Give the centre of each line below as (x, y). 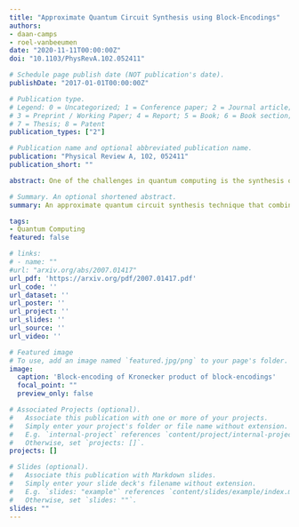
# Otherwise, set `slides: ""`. (73, 500)
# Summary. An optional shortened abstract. (93, 196)
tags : (19, 221)
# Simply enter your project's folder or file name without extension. (149, 426)
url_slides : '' (37, 320)
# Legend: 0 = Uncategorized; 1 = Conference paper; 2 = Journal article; (151, 108)
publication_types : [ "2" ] (57, 132)
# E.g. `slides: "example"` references (87, 491)
